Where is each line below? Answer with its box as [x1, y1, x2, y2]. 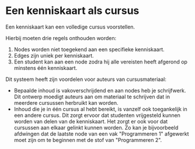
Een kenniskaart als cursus [5, 4, 140, 17]
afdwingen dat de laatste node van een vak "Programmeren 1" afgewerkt [13, 130, 189, 137]
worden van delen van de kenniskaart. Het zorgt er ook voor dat [13, 118, 168, 125]
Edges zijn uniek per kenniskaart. [13, 52, 94, 59]
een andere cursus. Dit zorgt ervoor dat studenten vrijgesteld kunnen [13, 112, 180, 119]
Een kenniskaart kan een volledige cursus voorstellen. [5, 23, 135, 30]
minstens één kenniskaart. [13, 64, 78, 71]
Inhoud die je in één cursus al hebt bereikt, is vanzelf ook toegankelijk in [13, 105, 187, 112]
